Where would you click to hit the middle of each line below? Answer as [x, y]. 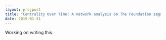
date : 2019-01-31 [23, 19]
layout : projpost [23, 10]
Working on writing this [29, 33]
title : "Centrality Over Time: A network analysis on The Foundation [78, 14]
